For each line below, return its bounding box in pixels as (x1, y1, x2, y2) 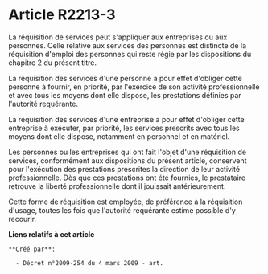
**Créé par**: (8, 245, 56, 253)
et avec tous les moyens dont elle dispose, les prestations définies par (8, 90, 241, 100)
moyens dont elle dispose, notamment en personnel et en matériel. (8, 131, 230, 141)
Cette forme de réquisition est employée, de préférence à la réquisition (8, 197, 243, 207)
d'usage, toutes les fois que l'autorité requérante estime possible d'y (8, 205, 236, 215)
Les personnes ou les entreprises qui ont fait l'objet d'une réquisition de (8, 147, 247, 157)
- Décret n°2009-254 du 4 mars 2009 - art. (15, 259, 163, 267)
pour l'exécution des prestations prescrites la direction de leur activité (8, 164, 240, 174)
